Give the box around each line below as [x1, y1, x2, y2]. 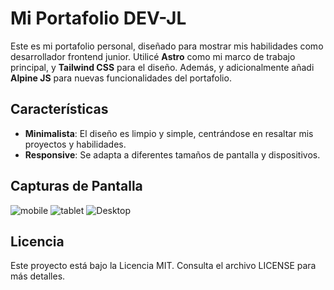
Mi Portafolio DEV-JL [10, 7, 187, 30]
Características [10, 101, 109, 118]
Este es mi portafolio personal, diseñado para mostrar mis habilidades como [10, 40, 324, 52]
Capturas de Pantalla [10, 178, 143, 195]
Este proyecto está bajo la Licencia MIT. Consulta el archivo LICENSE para [10, 260, 317, 272]
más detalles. [10, 270, 66, 282]
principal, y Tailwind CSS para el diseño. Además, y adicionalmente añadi [10, 61, 315, 73]
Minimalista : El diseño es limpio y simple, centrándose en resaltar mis [24, 127, 314, 139]
